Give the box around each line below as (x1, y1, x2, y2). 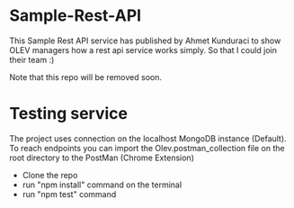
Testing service (9, 104, 129, 124)
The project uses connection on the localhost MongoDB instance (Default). (9, 132, 287, 144)
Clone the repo (22, 169, 78, 180)
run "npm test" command (22, 188, 117, 199)
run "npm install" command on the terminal (22, 179, 183, 190)
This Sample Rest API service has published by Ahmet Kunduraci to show (9, 35, 281, 46)
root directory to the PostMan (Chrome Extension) (9, 152, 195, 163)
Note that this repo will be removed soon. (9, 71, 162, 82)
